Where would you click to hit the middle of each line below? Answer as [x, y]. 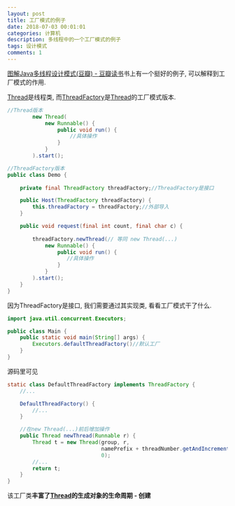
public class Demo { [37, 175]
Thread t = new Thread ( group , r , [81, 442]
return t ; [47, 468]
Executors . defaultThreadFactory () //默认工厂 [96, 344]
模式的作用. [30, 82]
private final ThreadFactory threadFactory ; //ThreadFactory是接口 [117, 188]
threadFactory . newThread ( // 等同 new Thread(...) [105, 239]
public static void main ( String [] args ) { [83, 338]
